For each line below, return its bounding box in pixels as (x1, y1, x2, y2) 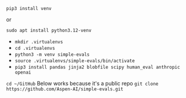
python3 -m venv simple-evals (14, 52, 90, 58)
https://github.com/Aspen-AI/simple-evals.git (6, 86, 124, 92)
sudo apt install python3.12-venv (6, 27, 92, 33)
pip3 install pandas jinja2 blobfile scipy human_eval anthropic (14, 64, 180, 70)
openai (14, 69, 31, 75)
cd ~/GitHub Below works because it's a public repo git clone (6, 80, 159, 87)
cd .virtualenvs (14, 45, 55, 51)
